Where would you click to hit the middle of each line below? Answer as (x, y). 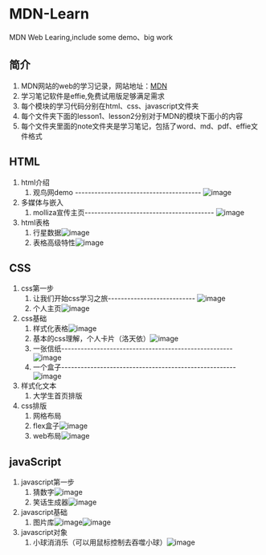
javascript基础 (44, 512)
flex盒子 (46, 426)
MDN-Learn (49, 14)
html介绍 (35, 182)
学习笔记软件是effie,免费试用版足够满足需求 (93, 96)
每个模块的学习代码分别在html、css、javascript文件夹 (110, 106)
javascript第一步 (47, 482)
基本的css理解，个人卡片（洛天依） (92, 339)
